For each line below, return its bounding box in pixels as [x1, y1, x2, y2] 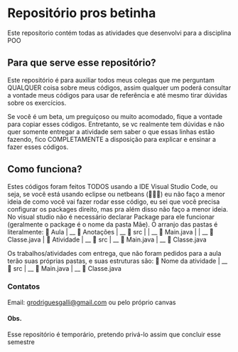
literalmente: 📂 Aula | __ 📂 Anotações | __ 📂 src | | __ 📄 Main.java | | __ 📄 [7, 227, 215, 236]
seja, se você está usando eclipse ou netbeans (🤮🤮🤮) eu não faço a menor [7, 190, 225, 198]
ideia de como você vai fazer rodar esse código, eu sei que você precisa [7, 197, 220, 206]
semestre [7, 338, 36, 346]
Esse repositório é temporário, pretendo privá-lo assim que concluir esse [7, 330, 222, 339]
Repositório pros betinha [7, 5, 156, 21]
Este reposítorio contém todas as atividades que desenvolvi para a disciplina [7, 29, 232, 37]
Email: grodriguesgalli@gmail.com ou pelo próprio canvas [7, 298, 176, 306]
